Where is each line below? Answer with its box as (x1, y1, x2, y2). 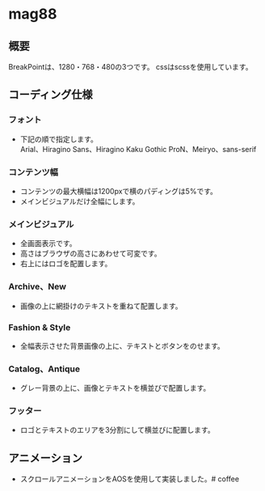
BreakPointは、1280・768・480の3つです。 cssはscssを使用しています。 (8, 62, 253, 71)
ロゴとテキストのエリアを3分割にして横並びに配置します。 (19, 425, 216, 435)
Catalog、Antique (8, 363, 81, 375)
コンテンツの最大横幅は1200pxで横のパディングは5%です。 (19, 186, 218, 196)
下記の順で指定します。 (19, 134, 99, 144)
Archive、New (8, 281, 67, 292)
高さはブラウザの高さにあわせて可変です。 (19, 248, 162, 259)
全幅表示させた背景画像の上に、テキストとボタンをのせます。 (19, 341, 225, 350)
